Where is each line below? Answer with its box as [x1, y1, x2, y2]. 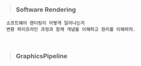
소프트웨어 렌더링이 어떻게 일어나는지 [6, 20, 85, 26]
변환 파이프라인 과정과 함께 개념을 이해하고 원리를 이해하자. [6, 26, 136, 32]
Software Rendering [15, 5, 76, 14]
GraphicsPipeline [15, 52, 68, 61]
